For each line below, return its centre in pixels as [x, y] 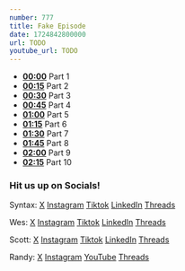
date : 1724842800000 [48, 34]
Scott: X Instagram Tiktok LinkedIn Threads [89, 240]
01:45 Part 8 [45, 144]
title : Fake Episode [48, 26]
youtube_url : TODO [44, 51]
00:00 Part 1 [46, 76]
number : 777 [31, 17]
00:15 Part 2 [45, 86]
